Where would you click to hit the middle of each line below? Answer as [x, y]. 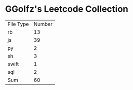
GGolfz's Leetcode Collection [67, 9]
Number [43, 24]
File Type [18, 24]
